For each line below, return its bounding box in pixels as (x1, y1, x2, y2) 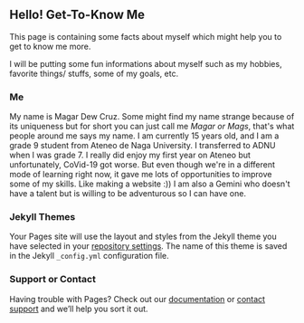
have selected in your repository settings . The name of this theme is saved (9, 241, 288, 252)
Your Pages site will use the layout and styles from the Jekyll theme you (9, 231, 278, 242)
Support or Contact (9, 273, 97, 286)
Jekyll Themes (9, 211, 76, 223)
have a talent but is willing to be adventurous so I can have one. (9, 188, 247, 199)
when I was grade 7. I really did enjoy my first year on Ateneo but (9, 149, 252, 161)
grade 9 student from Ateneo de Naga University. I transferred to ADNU (9, 140, 276, 151)
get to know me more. (9, 41, 91, 52)
